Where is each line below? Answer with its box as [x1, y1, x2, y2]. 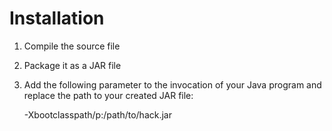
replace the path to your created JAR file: [23, 89, 194, 101]
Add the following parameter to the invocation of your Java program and [23, 78, 322, 91]
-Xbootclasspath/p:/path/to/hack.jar [23, 108, 172, 121]
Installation [9, 7, 105, 30]
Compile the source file [23, 40, 121, 52]
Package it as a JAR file [23, 59, 122, 71]
